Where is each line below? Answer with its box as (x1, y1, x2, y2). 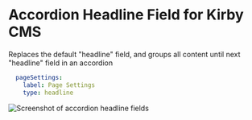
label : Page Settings (23, 81, 95, 89)
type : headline (23, 89, 74, 97)
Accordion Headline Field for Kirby (8, 6, 244, 24)
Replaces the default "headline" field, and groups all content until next (8, 49, 241, 59)
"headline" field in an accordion (8, 58, 114, 68)
